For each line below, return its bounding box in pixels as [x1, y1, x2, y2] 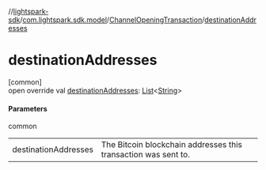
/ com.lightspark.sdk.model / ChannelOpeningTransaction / [19, 15, 205, 25]
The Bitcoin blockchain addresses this [101, 139, 243, 150]
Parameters [8, 104, 47, 113]
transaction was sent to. [101, 149, 190, 161]
